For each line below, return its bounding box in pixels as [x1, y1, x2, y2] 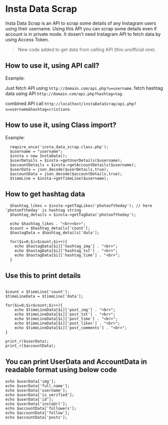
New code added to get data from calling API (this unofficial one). [17, 46, 156, 52]
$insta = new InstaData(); [10, 153, 68, 158]
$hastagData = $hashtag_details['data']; [10, 230, 100, 235]
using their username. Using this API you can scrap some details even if [5, 25, 157, 31]
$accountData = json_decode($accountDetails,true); [10, 171, 123, 176]
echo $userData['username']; [5, 388, 68, 393]
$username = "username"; [10, 149, 63, 154]
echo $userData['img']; [5, 379, 56, 384]
